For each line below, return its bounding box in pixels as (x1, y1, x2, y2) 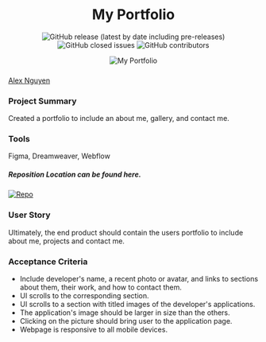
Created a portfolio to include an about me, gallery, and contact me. (8, 114, 230, 123)
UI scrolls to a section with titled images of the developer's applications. (19, 300, 256, 309)
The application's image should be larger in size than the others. (19, 308, 230, 317)
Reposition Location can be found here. (8, 169, 141, 180)
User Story (8, 209, 51, 220)
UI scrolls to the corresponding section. (19, 291, 149, 301)
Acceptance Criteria (8, 256, 88, 267)
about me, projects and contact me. (8, 236, 125, 246)
